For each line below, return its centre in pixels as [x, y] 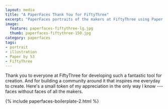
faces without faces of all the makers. [44, 91]
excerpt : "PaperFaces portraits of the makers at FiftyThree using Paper [84, 19]
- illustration [21, 52]
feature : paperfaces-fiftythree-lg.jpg [52, 29]
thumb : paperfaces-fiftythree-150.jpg [51, 33]
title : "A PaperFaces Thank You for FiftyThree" [57, 15]
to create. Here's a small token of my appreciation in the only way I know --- [84, 86]
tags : [11, 43]
